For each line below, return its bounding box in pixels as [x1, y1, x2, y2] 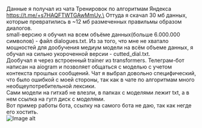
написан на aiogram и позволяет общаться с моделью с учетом [6, 63, 172, 70]
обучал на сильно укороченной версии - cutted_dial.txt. [6, 50, 150, 57]
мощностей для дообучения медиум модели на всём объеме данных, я [6, 44, 194, 51]
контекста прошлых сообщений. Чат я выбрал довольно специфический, [6, 70, 196, 76]
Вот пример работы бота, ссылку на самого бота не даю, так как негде [6, 102, 192, 109]
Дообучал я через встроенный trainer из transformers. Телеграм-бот [6, 57, 185, 64]
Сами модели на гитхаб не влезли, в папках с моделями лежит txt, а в [6, 89, 190, 96]
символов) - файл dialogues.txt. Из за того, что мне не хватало [6, 38, 169, 44]
